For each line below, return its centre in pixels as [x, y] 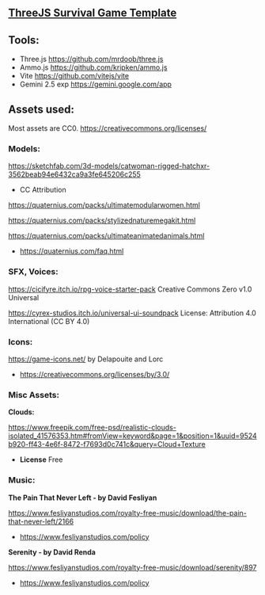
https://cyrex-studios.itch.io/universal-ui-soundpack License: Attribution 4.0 [132, 313]
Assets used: [42, 109]
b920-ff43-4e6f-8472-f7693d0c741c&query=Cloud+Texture [107, 444]
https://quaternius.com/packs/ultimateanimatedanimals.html [106, 236]
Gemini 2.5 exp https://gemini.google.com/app [96, 84]
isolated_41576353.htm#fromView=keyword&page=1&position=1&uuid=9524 [132, 436]
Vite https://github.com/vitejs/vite [74, 76]
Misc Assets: [34, 395]
